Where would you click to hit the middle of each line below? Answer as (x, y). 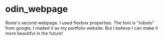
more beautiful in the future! (34, 33)
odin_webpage (37, 9)
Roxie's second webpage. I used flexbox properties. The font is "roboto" (80, 23)
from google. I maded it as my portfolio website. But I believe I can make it (81, 28)
